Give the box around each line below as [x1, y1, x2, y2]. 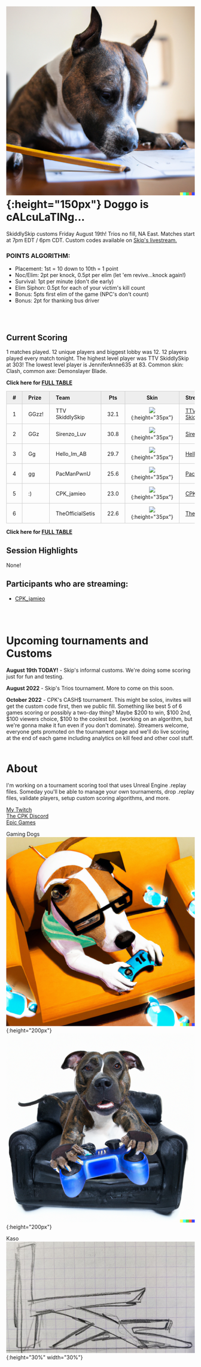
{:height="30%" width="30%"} [6, 1354, 83, 1361]
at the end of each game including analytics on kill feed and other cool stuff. [6, 734, 194, 741]
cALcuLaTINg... [6, 211, 85, 224]
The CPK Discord [6, 812, 49, 819]
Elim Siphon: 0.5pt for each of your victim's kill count [14, 284, 145, 292]
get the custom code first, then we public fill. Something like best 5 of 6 [6, 702, 182, 710]
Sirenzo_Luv [56, 430, 87, 437]
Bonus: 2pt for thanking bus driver [14, 297, 100, 304]
